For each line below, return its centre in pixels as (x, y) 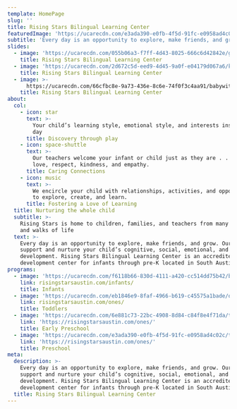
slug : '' (20, 20)
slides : (19, 47)
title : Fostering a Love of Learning (81, 204)
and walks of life (47, 230)
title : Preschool (45, 348)
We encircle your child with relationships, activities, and (124, 191)
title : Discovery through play (72, 138)
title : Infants (42, 289)
